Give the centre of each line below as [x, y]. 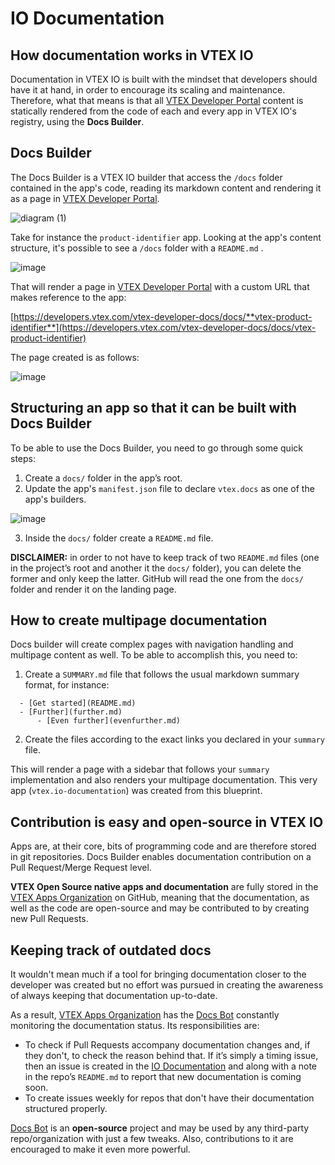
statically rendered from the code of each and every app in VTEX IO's [153, 111]
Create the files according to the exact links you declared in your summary [174, 739]
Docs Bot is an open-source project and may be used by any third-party [160, 1128]
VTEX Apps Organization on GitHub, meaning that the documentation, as [160, 898]
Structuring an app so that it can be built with [153, 408]
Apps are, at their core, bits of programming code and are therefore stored [163, 846]
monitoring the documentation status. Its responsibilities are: [135, 1026]
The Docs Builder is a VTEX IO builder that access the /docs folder [146, 177]
